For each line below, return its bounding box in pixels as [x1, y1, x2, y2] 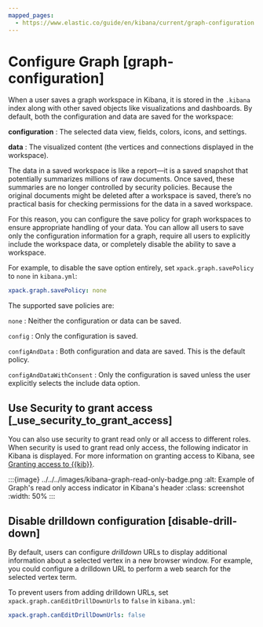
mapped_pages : [8, 11, 55, 20]
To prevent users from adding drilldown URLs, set [8, 587, 169, 597]
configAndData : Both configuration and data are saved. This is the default [8, 346, 246, 356]
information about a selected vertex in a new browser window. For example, [8, 555, 254, 565]
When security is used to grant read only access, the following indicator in [8, 443, 249, 453]
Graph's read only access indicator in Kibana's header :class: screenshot [8, 483, 245, 493]
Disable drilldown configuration [8, 514, 166, 527]
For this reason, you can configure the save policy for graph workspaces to [8, 214, 251, 224]
